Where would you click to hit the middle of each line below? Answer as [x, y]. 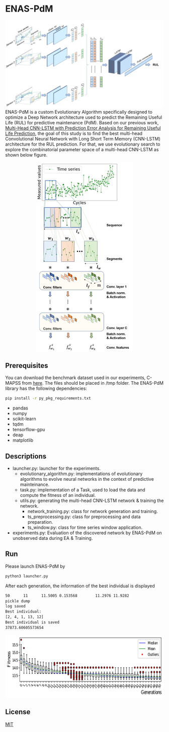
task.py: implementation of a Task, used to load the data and [83, 490]
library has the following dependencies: [46, 388]
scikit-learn [24, 419]
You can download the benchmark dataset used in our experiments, [75, 378]
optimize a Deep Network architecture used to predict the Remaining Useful [84, 117]
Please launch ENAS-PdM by [35, 566]
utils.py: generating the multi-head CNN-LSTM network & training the [92, 500]
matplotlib [23, 440]
